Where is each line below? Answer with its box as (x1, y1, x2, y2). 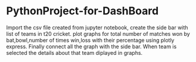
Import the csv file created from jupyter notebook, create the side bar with (6, 24, 189, 31)
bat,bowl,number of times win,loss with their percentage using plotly (6, 36, 175, 44)
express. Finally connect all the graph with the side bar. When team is (6, 43, 177, 50)
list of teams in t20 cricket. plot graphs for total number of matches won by (6, 30, 191, 37)
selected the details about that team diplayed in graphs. (6, 49, 143, 56)
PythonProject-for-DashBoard (6, 4, 159, 18)
